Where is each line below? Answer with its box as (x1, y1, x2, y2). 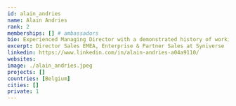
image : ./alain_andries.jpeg (7, 62, 93, 69)
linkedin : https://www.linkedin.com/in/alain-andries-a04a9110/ (7, 50, 199, 56)
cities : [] (7, 82, 39, 89)
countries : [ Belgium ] (7, 75, 71, 82)
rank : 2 (7, 23, 30, 30)
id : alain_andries (7, 10, 61, 17)
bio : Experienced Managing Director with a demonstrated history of (7, 36, 212, 43)
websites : (7, 56, 37, 63)
